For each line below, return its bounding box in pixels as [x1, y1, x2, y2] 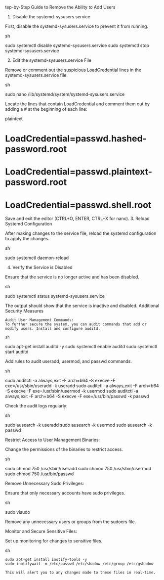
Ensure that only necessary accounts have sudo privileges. [5, 490, 125, 496]
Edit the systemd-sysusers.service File [12, 57, 91, 63]
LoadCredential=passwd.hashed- [5, 133, 147, 144]
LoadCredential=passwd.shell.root [5, 199, 152, 211]
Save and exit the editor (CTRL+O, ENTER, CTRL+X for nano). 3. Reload [5, 216, 150, 222]
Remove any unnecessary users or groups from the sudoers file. [5, 519, 136, 525]
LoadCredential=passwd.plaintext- [5, 166, 152, 178]
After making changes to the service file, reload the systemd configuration [5, 230, 157, 236]
